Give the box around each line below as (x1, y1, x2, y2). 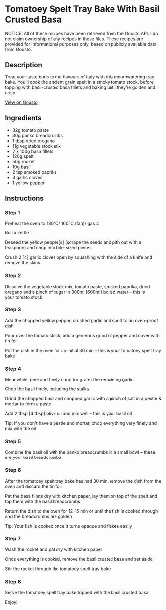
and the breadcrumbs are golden (5, 513, 73, 519)
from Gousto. (5, 46, 32, 52)
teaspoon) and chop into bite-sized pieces (5, 245, 92, 251)
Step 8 (5, 578, 21, 585)
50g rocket (12, 158, 35, 164)
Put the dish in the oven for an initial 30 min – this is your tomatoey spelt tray (5, 347, 161, 353)
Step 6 (5, 467, 21, 474)
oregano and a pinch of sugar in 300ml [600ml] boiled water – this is (5, 289, 145, 295)
